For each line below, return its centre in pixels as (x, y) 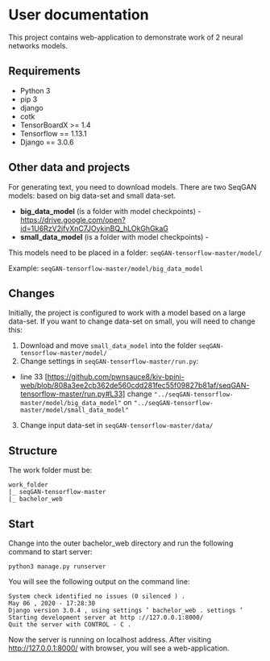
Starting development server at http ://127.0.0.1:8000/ (106, 617)
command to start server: (50, 552)
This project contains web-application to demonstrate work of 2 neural (126, 37)
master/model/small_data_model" (74, 410)
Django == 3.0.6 (47, 142)
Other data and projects (69, 167)
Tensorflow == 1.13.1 (53, 133)
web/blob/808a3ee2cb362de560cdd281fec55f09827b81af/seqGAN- (135, 386)
